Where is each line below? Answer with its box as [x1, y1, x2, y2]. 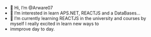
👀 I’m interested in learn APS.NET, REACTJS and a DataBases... [10, 10, 140, 16]
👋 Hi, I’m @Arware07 [10, 5, 53, 10]
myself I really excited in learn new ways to [10, 20, 99, 26]
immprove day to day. [10, 26, 55, 32]
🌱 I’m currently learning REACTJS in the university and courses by [10, 15, 146, 21]
